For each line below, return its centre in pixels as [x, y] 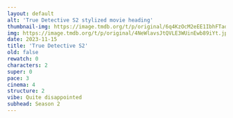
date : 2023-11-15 [32, 40]
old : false [23, 53]
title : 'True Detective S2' [48, 46]
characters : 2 [28, 65]
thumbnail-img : [29, 26]
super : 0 [20, 71]
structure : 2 [26, 91]
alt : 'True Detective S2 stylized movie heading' [80, 20]
